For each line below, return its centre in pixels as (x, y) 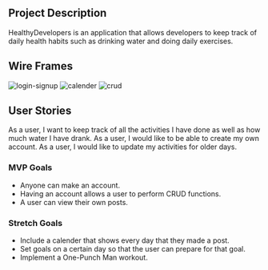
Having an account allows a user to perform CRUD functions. (120, 193)
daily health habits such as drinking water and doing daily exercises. (121, 41)
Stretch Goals (35, 223)
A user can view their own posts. (74, 202)
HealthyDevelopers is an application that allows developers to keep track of (133, 32)
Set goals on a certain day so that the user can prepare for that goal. (133, 249)
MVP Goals (30, 167)
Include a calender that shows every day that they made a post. (124, 240)
